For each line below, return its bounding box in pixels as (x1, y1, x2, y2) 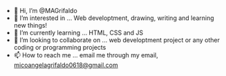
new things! (13, 21, 47, 29)
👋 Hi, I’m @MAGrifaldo (13, 7, 77, 15)
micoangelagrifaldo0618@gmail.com (13, 61, 119, 69)
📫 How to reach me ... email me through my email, (13, 51, 159, 59)
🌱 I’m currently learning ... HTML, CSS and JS (13, 28, 144, 37)
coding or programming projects (13, 44, 106, 51)
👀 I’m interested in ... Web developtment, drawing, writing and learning (13, 14, 214, 22)
